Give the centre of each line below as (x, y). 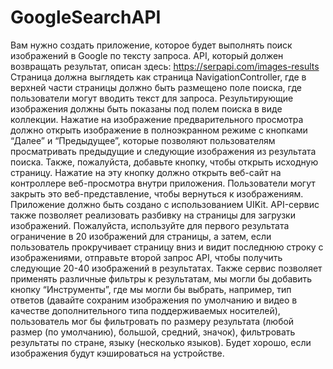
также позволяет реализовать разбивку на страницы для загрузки (153, 215)
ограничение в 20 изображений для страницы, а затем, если (141, 236)
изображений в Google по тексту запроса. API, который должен (147, 55)
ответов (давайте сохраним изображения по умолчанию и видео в (154, 300)
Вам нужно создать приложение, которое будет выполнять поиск (151, 45)
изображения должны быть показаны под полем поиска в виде (146, 108)
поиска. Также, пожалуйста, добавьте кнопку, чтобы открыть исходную (164, 162)
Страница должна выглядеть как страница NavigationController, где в (158, 77)
